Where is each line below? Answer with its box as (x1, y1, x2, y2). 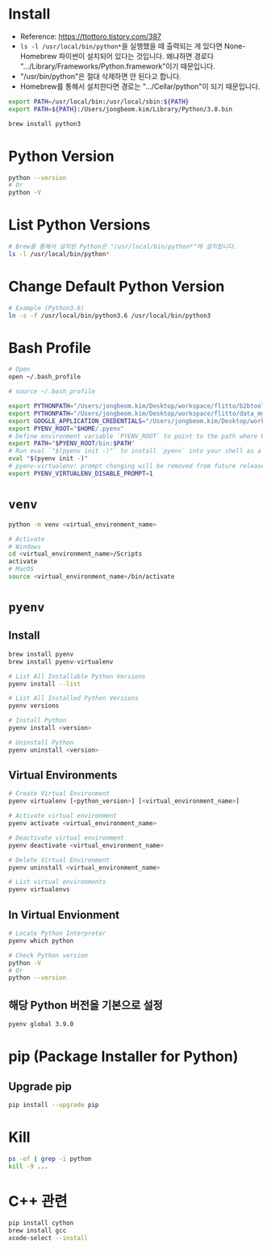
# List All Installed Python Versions (8, 694, 139, 702)
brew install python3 (8, 119, 81, 128)
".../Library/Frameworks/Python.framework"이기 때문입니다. (19, 61, 215, 71)
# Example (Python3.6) (8, 304, 85, 312)
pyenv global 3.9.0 (8, 1021, 74, 1029)
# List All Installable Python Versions (8, 672, 147, 681)
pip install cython (8, 1219, 74, 1227)
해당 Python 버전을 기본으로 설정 (8, 998, 163, 1012)
